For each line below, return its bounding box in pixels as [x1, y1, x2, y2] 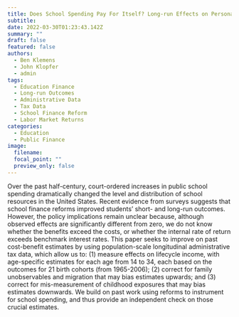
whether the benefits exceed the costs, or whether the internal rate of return [7, 227, 231, 235]
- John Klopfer [14, 63, 59, 70]
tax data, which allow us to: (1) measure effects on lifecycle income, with [7, 249, 220, 258]
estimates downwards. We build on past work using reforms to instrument [7, 287, 224, 296]
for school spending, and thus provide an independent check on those [7, 295, 213, 303]
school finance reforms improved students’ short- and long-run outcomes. [7, 204, 225, 213]
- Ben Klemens [14, 57, 55, 64]
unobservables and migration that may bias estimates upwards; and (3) [7, 272, 216, 281]
